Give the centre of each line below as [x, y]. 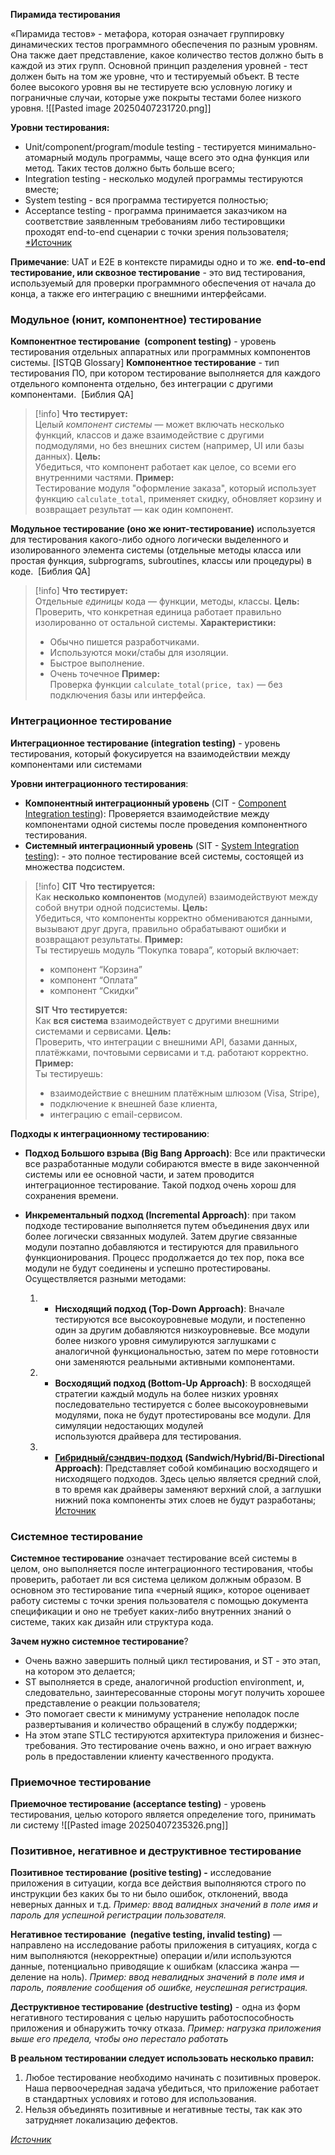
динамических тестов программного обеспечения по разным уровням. [164, 44]
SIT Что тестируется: [81, 1010]
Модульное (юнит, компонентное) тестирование [136, 319]
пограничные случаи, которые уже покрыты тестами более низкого [156, 97]
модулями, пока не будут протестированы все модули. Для [182, 1415]
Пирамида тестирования [65, 14]
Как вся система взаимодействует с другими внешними [157, 1020]
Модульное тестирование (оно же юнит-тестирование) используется [163, 529]
